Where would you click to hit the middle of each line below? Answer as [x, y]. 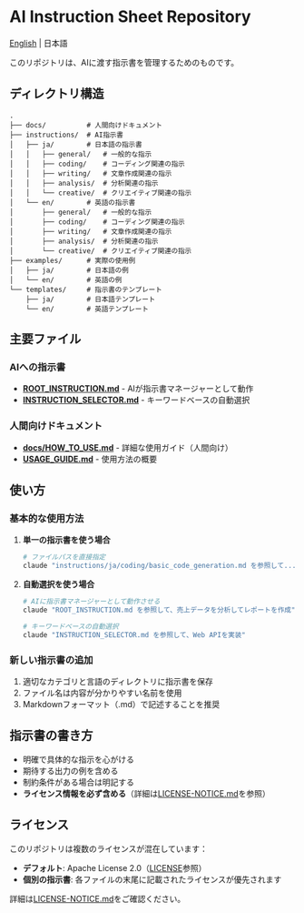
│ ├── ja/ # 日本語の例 [69, 270]
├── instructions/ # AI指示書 [67, 135]
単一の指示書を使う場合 [66, 540]
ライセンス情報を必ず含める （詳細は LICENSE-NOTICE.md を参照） [146, 793]
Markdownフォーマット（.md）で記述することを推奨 [121, 704]
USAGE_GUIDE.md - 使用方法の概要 [89, 459]
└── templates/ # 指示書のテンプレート [86, 289]
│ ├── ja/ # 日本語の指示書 [76, 144]
